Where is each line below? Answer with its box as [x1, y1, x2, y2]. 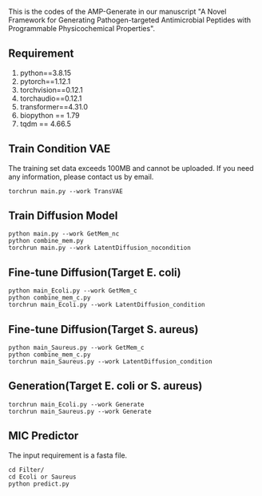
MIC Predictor [8, 429, 79, 442]
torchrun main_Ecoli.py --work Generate [8, 400, 145, 408]
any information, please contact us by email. [8, 172, 154, 181]
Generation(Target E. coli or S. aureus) [8, 379, 203, 393]
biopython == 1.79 [19, 110, 80, 120]
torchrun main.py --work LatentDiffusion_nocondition [8, 244, 192, 252]
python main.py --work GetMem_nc [8, 230, 120, 238]
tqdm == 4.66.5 [19, 119, 72, 129]
